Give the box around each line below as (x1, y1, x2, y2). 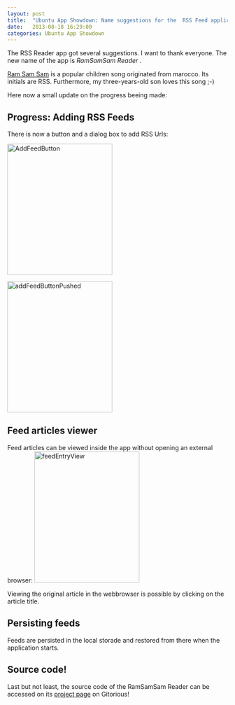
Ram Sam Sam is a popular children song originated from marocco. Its (7, 70, 209, 78)
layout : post (7, 10, 45, 18)
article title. (7, 596, 40, 606)
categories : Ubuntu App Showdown (7, 29, 105, 37)
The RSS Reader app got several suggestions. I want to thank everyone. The (7, 49, 227, 57)
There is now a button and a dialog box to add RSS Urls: (7, 130, 169, 139)
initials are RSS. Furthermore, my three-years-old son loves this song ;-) (7, 78, 215, 86)
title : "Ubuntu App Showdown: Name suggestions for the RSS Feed (7, 17, 208, 24)
